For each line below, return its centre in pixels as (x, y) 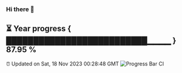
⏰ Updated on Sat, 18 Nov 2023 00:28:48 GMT (63, 64)
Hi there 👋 (20, 9)
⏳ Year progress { (39, 29)
